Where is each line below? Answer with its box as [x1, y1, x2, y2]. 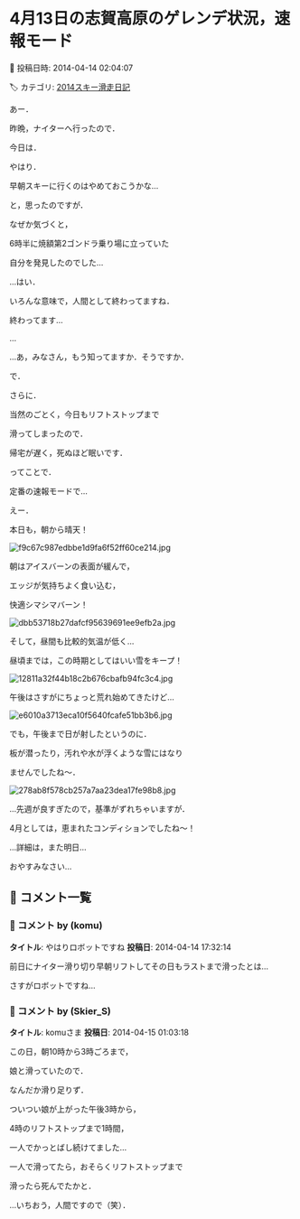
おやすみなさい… [9, 861, 72, 871]
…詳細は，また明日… [9, 842, 88, 852]
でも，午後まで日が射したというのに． [9, 728, 152, 739]
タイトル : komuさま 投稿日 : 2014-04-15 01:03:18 [9, 1027, 190, 1038]
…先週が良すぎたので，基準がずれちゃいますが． [9, 803, 190, 814]
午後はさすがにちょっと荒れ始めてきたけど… [9, 692, 174, 703]
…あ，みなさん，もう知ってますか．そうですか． [9, 351, 189, 362]
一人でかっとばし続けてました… [9, 1141, 127, 1152]
